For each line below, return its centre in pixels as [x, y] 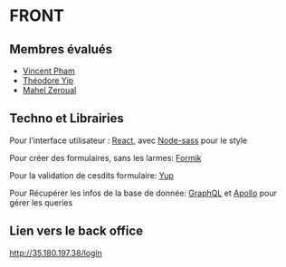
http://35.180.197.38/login [56, 253]
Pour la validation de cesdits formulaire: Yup [92, 175]
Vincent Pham [48, 71]
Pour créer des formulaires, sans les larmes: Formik [105, 157]
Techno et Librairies [67, 119]
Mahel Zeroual [49, 90]
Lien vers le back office [76, 231]
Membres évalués [61, 49]
